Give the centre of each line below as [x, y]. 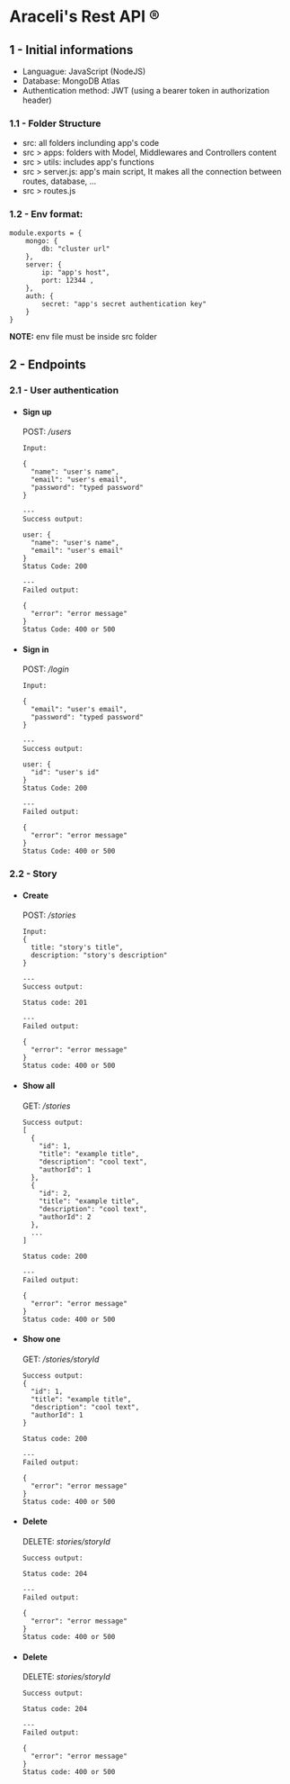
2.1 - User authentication [64, 390]
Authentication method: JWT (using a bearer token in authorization [146, 91]
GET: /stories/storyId [61, 1359]
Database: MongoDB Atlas [71, 81]
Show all [39, 1086]
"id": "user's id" [65, 773]
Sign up [37, 412]
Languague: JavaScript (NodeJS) [84, 71]
